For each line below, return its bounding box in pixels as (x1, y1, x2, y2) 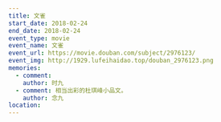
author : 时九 (23, 79, 64, 87)
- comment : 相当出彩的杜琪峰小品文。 (15, 86, 127, 95)
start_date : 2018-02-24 (8, 19, 88, 27)
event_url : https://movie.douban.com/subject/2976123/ (8, 49, 196, 57)
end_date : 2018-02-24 (8, 26, 81, 35)
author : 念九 (23, 94, 64, 102)
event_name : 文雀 (8, 42, 64, 50)
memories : (8, 64, 42, 72)
